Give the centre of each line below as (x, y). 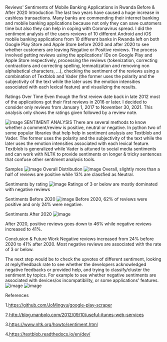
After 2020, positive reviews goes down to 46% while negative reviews (78, 224)
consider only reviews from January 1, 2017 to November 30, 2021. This (79, 107)
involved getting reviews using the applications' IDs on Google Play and (79, 55)
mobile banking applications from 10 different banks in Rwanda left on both (82, 39)
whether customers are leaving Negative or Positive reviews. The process (81, 50)
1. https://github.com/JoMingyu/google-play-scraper (59, 305)
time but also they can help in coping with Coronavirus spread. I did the (79, 28)
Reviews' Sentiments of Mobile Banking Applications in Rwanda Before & (80, 7)
